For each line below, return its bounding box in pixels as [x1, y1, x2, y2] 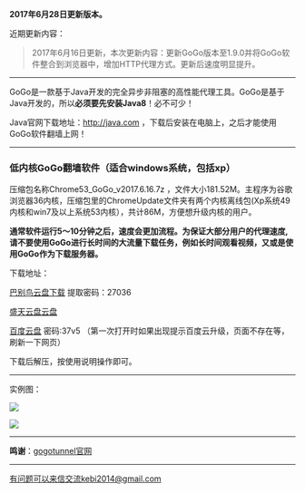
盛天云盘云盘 [9, 306, 57, 317]
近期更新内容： [9, 28, 65, 39]
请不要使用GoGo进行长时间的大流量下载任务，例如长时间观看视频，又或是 [9, 237, 286, 248]
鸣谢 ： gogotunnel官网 [9, 446, 93, 457]
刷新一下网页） [9, 337, 65, 348]
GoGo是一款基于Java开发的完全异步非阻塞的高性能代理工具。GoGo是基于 [9, 86, 285, 97]
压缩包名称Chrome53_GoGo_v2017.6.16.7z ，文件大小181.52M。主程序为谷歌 [9, 184, 293, 195]
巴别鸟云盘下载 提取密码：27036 [9, 287, 132, 298]
